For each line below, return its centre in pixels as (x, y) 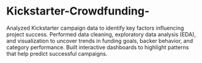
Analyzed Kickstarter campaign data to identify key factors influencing (95, 28)
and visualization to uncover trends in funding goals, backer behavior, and (100, 41)
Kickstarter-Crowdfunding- (78, 11)
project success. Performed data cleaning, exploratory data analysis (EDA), (101, 34)
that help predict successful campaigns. (57, 53)
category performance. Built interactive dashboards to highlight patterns (98, 47)
